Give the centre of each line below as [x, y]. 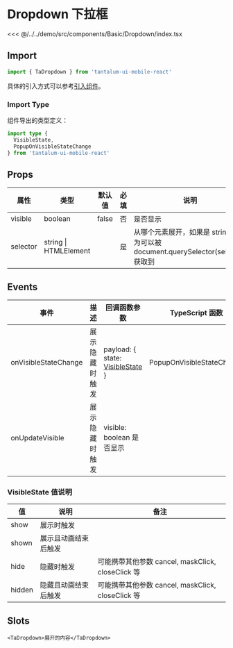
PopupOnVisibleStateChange [52, 147]
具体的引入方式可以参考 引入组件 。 [56, 86]
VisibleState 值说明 [40, 492]
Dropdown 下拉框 [58, 14]
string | [55, 242]
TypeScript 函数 [196, 313]
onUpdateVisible [37, 438]
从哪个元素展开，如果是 [172, 232]
